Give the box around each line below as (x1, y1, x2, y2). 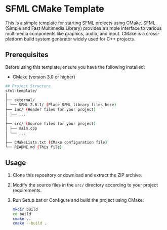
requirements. (12, 187, 42, 193)
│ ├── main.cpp (5, 126, 37, 131)
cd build (12, 211, 31, 216)
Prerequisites (5, 51, 49, 59)
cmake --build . (12, 221, 47, 226)
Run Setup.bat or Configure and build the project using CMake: (12, 197, 144, 203)
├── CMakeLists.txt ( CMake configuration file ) (5, 140, 108, 145)
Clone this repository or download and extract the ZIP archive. (12, 172, 143, 178)
